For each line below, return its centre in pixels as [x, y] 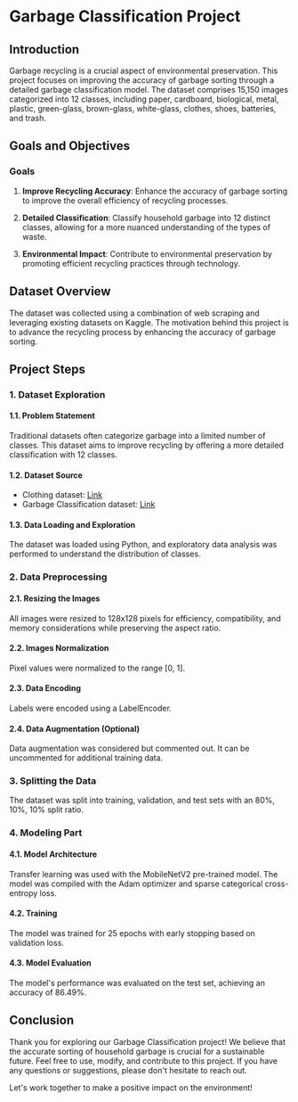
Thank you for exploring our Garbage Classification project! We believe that [148, 1041]
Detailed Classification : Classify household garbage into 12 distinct [146, 218]
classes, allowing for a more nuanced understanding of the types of [146, 227]
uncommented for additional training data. [86, 758]
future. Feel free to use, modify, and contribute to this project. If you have [144, 1061]
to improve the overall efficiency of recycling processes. [125, 200]
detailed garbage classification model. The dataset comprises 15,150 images [149, 90]
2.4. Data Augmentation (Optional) [75, 728]
